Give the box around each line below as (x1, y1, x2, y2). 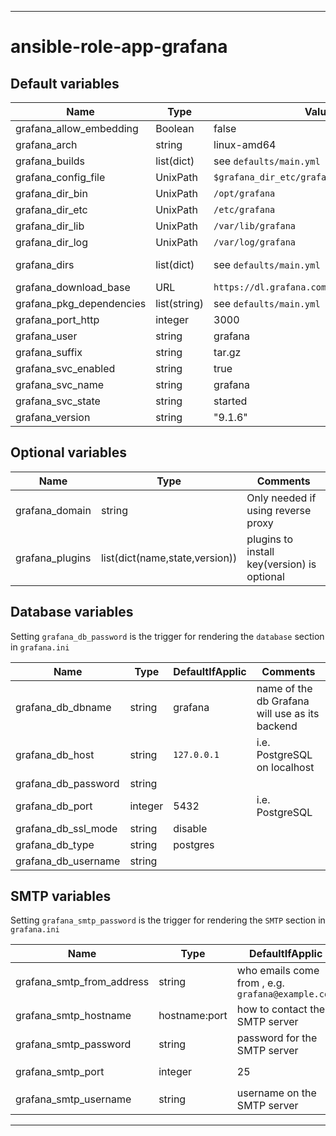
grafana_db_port (15, 799, 93, 813)
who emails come (236, 964, 320, 978)
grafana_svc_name (15, 378, 105, 391)
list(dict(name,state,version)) (100, 551, 238, 565)
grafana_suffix (15, 346, 83, 359)
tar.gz (213, 346, 242, 359)
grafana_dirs (15, 258, 75, 271)
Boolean (155, 122, 195, 135)
